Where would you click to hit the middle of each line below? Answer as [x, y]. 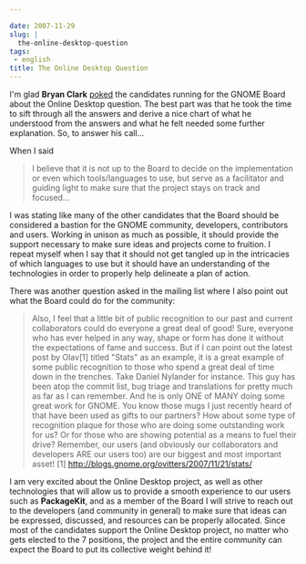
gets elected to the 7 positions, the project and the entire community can [146, 540]
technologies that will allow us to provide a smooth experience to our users [150, 491]
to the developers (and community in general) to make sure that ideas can [148, 511]
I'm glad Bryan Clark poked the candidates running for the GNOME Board [148, 94]
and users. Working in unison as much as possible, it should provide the [144, 235]
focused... [51, 198]
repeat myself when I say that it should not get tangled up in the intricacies [149, 254]
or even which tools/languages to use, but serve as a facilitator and [158, 178]
